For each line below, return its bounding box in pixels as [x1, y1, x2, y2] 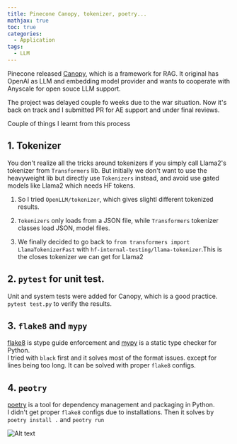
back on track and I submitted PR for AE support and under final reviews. [7, 106, 220, 114]
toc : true [7, 23, 37, 30]
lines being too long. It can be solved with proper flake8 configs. [7, 361, 196, 370]
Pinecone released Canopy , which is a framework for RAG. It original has [7, 69, 219, 78]
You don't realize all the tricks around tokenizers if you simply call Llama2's [7, 159, 226, 167]
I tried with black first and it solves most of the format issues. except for [7, 353, 217, 362]
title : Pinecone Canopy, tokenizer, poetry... [7, 10, 147, 18]
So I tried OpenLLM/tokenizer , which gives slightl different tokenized [17, 195, 214, 203]
